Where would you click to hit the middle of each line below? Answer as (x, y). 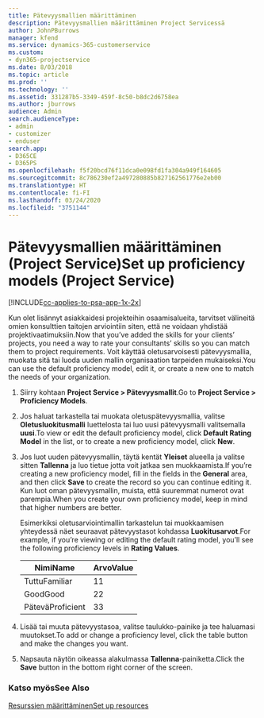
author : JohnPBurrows (44, 30)
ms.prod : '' (28, 82)
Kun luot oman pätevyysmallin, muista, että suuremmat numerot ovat (132, 491)
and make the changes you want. (74, 643)
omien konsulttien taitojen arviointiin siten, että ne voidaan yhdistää (118, 326)
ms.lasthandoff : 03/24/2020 (55, 200)
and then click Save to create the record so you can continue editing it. (136, 482)
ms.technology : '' (38, 89)
